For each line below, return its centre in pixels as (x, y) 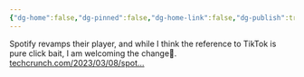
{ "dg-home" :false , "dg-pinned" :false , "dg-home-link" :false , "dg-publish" (147, 18)
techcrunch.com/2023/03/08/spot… (77, 63)
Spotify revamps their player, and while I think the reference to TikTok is (143, 43)
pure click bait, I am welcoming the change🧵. (93, 53)
